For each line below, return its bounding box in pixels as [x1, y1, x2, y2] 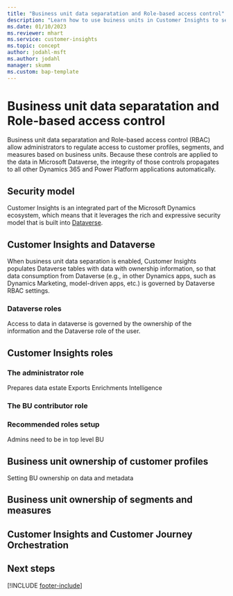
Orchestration [7, 539, 69, 551]
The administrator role [7, 368, 85, 377]
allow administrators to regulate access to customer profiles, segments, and [7, 143, 224, 151]
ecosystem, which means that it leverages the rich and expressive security [7, 211, 221, 219]
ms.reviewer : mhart [7, 29, 64, 37]
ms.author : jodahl [7, 56, 60, 62]
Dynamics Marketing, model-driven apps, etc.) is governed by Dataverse [7, 279, 215, 288]
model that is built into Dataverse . [7, 219, 103, 227]
